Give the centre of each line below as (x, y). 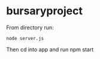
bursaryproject (44, 11)
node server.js (25, 38)
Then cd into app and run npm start (50, 49)
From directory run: (30, 27)
